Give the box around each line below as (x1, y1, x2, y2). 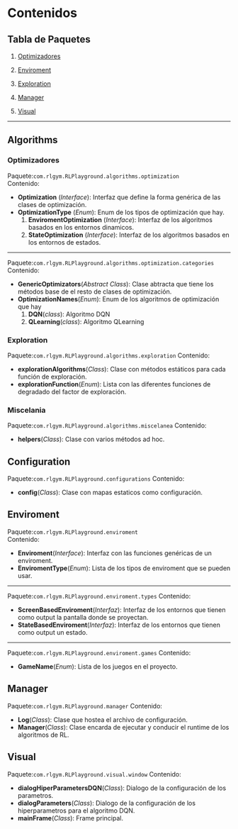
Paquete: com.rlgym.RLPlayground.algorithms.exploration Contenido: (7, 351, 210, 360)
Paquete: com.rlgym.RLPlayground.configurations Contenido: (7, 474, 185, 483)
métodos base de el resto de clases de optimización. (17, 287, 172, 296)
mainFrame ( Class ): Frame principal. (17, 813, 124, 822)
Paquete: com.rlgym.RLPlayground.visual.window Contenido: (7, 769, 182, 778)
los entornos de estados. (28, 238, 101, 246)
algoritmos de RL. (17, 730, 69, 739)
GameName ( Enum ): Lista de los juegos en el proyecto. (17, 662, 178, 671)
